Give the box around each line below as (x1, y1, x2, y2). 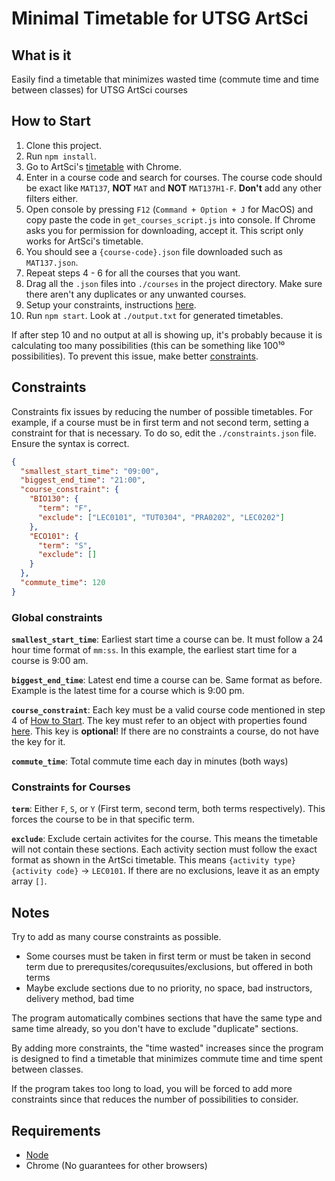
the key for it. (11, 736, 66, 748)
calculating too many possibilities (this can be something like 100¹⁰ (11, 339, 286, 351)
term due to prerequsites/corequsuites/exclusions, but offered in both (25, 961, 314, 973)
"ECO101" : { (29, 531, 79, 541)
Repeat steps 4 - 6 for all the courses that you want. (25, 267, 241, 279)
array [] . (11, 875, 48, 887)
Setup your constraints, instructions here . (25, 298, 197, 311)
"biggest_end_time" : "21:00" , (20, 475, 146, 486)
